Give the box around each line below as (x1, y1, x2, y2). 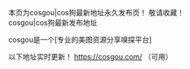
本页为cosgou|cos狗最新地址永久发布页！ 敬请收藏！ (8, 8, 184, 17)
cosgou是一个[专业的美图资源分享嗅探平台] (8, 35, 152, 44)
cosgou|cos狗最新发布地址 (8, 18, 98, 27)
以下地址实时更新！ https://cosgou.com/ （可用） (8, 52, 173, 61)
